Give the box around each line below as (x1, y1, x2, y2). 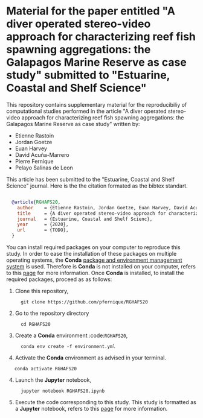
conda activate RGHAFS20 (14, 366, 77, 372)
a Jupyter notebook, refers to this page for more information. (14, 405, 168, 413)
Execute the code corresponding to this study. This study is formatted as (14, 399, 196, 406)
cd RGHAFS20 (21, 321, 51, 328)
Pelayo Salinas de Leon (14, 164, 74, 171)
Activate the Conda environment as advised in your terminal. (14, 354, 166, 361)
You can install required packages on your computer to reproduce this (6, 244, 181, 251)
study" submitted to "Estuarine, (6, 68, 170, 82)
